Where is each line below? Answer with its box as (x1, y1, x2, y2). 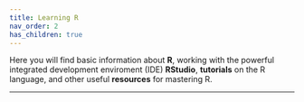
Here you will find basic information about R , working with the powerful (9, 55, 274, 66)
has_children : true (9, 30, 83, 39)
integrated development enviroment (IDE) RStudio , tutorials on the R (9, 64, 266, 75)
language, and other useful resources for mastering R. (9, 74, 213, 85)
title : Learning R (9, 13, 79, 23)
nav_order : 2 (9, 22, 59, 31)
